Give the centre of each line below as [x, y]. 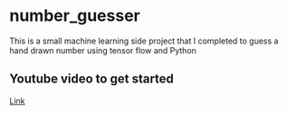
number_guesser [75, 16]
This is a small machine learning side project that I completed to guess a [144, 41]
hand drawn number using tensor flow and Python [103, 50]
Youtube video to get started [92, 79]
